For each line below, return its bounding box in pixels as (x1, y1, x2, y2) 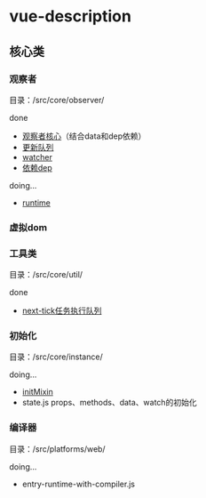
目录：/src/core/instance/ (9, 351, 104, 362)
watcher (21, 151, 53, 162)
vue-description (9, 6, 131, 27)
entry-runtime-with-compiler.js (21, 478, 136, 489)
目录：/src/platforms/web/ (9, 443, 106, 454)
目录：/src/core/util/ (9, 269, 83, 280)
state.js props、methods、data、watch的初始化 (21, 398, 197, 408)
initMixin (21, 387, 53, 398)
